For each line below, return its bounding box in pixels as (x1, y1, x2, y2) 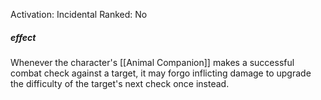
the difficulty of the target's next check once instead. (10, 77, 230, 89)
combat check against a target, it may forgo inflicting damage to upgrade (10, 67, 312, 79)
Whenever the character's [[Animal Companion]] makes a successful (10, 56, 295, 68)
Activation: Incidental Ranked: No (10, 9, 148, 20)
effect (10, 31, 37, 43)
